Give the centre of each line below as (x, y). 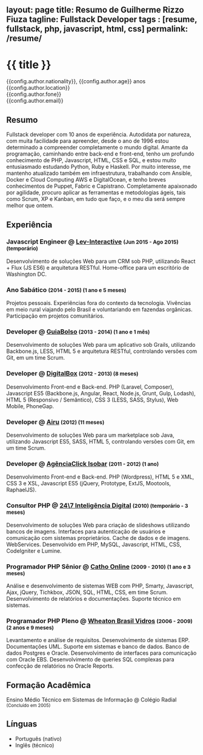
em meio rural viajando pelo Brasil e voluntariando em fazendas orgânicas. (99, 310)
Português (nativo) (38, 739)
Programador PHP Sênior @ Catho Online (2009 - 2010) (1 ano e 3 (98, 566)
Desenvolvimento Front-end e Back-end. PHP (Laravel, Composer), (90, 387)
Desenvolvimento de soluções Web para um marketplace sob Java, (90, 435)
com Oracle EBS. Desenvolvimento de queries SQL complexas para (90, 660)
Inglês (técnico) (35, 745)
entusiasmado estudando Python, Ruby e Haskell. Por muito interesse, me (98, 167)
